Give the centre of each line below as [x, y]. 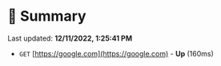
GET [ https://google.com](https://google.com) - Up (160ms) [116, 53]
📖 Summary [47, 16]
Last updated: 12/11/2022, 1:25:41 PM [70, 38]
